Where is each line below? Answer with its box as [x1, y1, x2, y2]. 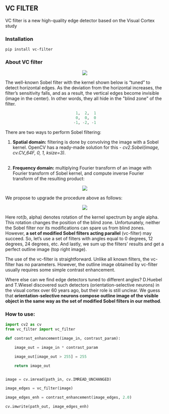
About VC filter [5, 59, 43, 66]
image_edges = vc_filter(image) [5, 386, 73, 391]
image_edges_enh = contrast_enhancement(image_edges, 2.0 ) [5, 395, 132, 400]
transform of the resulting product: [12, 176, 85, 182]
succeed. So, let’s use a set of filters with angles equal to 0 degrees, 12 [5, 236, 153, 242]
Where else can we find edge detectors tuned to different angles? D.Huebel [5, 277, 162, 283]
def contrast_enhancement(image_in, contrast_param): [5, 336, 121, 341]
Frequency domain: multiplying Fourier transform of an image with [12, 165, 152, 171]
